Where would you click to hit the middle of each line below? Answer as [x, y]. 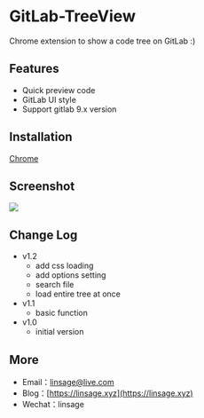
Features [34, 69]
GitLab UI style [49, 99]
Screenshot [42, 186]
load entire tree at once [78, 294]
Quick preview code [59, 90]
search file [55, 285]
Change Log [43, 235]
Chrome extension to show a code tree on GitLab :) [102, 41]
